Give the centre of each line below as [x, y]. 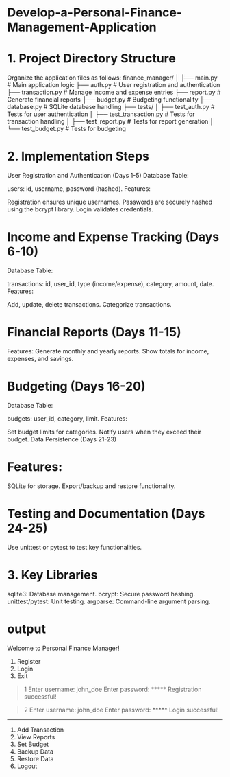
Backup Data [35, 751]
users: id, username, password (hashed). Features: [79, 189]
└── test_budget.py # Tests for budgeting [67, 129]
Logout [27, 766]
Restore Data [35, 758]
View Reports [36, 737]
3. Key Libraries [52, 575]
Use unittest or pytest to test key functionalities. [75, 547]
